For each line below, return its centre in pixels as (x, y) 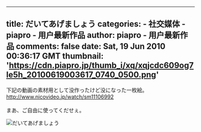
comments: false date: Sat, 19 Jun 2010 (91, 46)
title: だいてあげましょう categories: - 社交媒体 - (96, 24)
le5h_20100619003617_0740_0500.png (81, 75)
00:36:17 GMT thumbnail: (55, 56)
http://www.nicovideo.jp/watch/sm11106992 (60, 97)
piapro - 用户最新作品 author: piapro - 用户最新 (93, 36)
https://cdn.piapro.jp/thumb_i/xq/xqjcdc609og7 (101, 65)
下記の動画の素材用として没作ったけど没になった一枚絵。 (77, 90)
